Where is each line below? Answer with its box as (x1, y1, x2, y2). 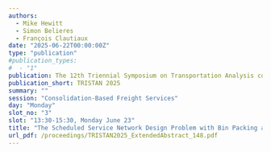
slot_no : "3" (8, 109, 52, 117)
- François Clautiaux (15, 34, 89, 43)
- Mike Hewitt (15, 19, 63, 27)
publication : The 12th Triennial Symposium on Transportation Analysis (8, 72, 254, 80)
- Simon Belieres (15, 27, 74, 35)
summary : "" (8, 86, 48, 95)
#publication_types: (8, 57, 78, 65)
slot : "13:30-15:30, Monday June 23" (8, 117, 135, 125)
